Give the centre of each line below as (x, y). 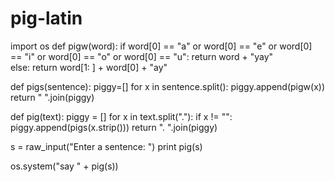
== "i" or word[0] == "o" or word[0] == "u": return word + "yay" (142, 56)
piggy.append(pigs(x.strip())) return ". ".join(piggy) (114, 127)
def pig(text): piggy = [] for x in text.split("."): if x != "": (121, 116)
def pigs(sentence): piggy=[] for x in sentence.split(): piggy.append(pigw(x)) (168, 86)
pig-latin (46, 18)
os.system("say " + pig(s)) (64, 166)
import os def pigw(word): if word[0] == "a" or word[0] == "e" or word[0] (161, 46)
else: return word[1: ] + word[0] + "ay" (89, 67)
